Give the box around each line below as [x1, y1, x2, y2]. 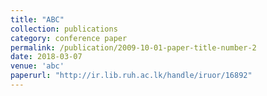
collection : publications [10, 24, 118, 34]
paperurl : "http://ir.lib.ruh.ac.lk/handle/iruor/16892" [10, 71, 253, 81]
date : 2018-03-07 [10, 52, 83, 62]
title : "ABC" [10, 14, 65, 25]
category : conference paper [10, 33, 128, 43]
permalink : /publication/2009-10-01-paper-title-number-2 [10, 42, 257, 53]
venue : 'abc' [10, 61, 65, 71]
